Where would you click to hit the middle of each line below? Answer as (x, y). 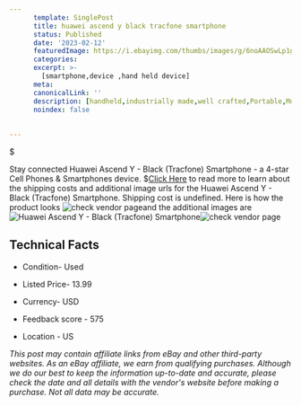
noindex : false (61, 110)
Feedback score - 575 (63, 319)
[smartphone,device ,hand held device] (116, 76)
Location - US (48, 336)
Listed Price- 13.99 (57, 284)
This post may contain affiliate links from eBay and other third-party (136, 353)
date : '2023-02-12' (69, 43)
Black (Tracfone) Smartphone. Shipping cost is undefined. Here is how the (146, 198)
